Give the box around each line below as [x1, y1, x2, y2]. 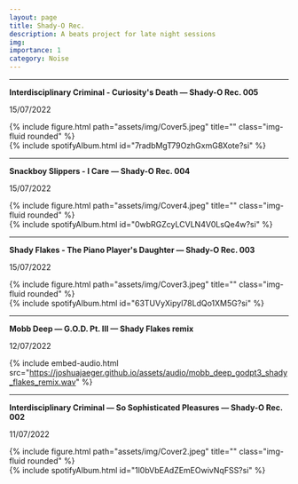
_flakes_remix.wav [9, 377, 77, 387]
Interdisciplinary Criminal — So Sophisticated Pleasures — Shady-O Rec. [9, 402, 283, 413]
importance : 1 [9, 46, 62, 55]
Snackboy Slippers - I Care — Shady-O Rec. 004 [9, 166, 191, 176]
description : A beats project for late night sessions [9, 29, 216, 38]
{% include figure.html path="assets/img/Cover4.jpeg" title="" [9, 201, 238, 210]
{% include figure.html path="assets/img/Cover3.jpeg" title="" [9, 279, 238, 290]
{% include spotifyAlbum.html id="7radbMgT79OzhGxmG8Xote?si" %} [9, 140, 267, 151]
